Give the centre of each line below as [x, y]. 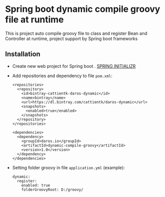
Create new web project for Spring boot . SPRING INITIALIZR [74, 66]
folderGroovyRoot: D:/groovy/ [52, 190]
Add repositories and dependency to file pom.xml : [62, 76]
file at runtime [35, 20]
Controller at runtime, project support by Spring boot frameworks [71, 39]
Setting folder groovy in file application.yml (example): [68, 167]
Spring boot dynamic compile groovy [83, 9]
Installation [23, 54]
